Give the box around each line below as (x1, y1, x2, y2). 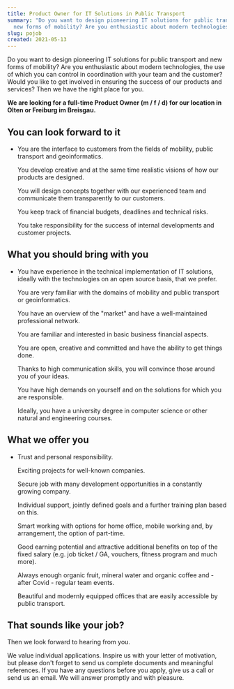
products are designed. (17, 172, 85, 181)
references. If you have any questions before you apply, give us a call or (7, 666, 214, 674)
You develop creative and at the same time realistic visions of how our (17, 165, 219, 174)
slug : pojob (7, 29, 42, 37)
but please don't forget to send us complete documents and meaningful (7, 659, 214, 667)
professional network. (17, 316, 80, 325)
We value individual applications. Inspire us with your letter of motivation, (7, 651, 217, 660)
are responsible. (17, 392, 64, 401)
